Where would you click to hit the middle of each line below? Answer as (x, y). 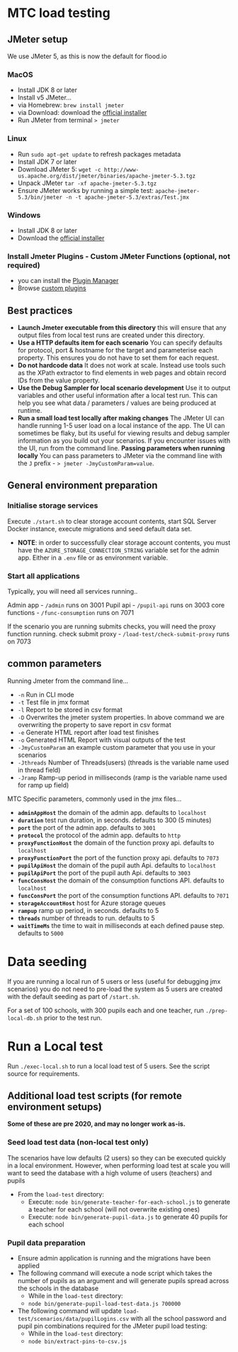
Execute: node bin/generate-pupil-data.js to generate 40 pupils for (128, 1217)
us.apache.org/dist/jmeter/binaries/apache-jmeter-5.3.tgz (107, 176)
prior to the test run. (73, 1018)
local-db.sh (25, 1018)
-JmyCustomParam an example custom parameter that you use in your (117, 747)
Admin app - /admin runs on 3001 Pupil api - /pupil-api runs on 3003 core (116, 605)
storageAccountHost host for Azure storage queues (92, 903)
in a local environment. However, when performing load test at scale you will (119, 1165)
